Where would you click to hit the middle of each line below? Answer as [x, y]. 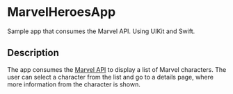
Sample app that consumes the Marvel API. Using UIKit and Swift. [101, 31]
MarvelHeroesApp [62, 12]
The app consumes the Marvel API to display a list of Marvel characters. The [117, 69]
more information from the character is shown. [74, 84]
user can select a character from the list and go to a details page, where [111, 77]
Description [33, 53]
